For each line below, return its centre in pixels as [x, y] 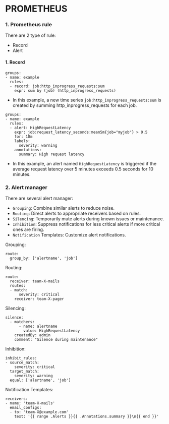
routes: [18, 285]
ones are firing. [28, 229]
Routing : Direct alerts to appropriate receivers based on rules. [77, 213]
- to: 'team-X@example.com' [39, 412]
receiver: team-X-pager [39, 299]
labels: [22, 141]
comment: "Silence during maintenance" [56, 339]
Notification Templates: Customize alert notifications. [69, 234]
